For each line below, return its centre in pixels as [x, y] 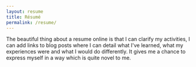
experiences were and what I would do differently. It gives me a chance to [96, 52]
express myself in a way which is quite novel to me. [68, 58]
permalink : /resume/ [32, 22]
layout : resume [25, 11]
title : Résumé [24, 17]
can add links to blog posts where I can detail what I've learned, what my [95, 45]
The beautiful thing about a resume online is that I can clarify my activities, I [98, 39]
